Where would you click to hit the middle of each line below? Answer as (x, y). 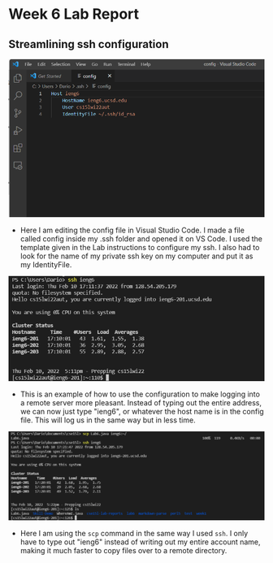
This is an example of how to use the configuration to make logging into (140, 394)
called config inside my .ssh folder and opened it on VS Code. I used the (141, 239)
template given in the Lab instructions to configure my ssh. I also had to (140, 248)
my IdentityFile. (46, 265)
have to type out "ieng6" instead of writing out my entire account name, (141, 542)
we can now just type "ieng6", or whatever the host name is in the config (142, 411)
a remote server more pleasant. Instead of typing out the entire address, (141, 402)
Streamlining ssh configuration (89, 44)
